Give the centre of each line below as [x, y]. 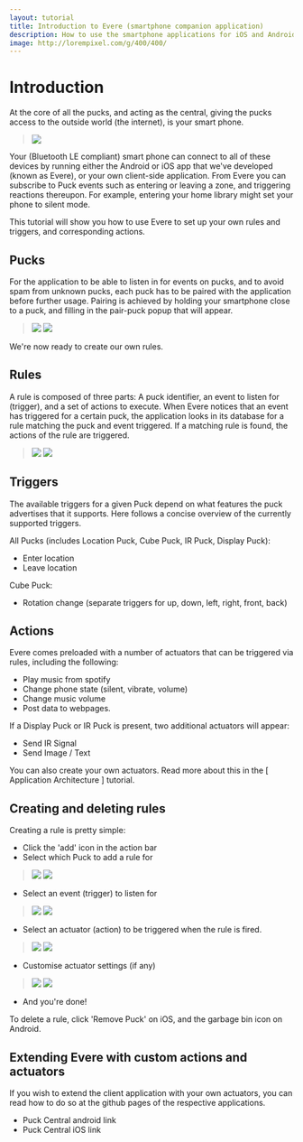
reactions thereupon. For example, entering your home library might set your [151, 195]
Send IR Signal [49, 743]
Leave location [50, 567]
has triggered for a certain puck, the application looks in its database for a [147, 415]
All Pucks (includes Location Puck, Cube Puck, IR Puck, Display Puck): [140, 540]
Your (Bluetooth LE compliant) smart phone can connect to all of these [140, 157]
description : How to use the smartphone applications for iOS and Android [153, 34]
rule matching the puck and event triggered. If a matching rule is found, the [149, 425]
